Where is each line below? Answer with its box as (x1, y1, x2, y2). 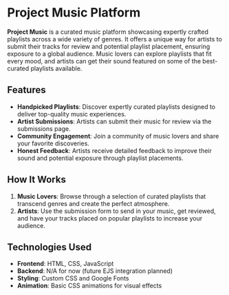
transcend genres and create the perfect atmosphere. (17, 199, 170, 207)
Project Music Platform (7, 5, 141, 21)
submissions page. (17, 124, 71, 132)
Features (7, 84, 46, 96)
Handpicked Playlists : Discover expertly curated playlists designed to (17, 102, 215, 111)
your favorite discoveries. (17, 139, 89, 147)
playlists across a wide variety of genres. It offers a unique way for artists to (7, 34, 222, 43)
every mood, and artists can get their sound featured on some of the (7, 57, 201, 65)
